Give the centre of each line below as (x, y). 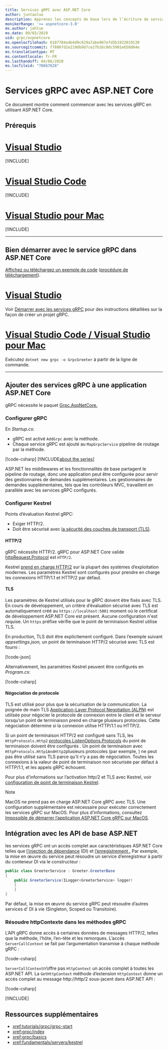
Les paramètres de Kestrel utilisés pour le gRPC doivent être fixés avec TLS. (83, 600)
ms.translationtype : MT (30, 52)
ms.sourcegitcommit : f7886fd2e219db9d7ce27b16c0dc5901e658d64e (72, 47)
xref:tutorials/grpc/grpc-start (42, 1026)
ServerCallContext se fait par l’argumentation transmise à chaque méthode (82, 944)
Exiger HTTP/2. (28, 524)
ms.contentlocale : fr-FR (31, 56)
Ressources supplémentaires (52, 1014)
